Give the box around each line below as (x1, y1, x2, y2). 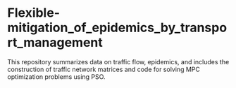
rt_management (7, 35, 104, 50)
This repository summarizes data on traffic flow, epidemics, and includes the (7, 57, 230, 66)
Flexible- (7, 5, 60, 21)
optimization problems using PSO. (7, 72, 106, 81)
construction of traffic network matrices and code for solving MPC (7, 65, 201, 73)
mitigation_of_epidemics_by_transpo (7, 20, 228, 36)
